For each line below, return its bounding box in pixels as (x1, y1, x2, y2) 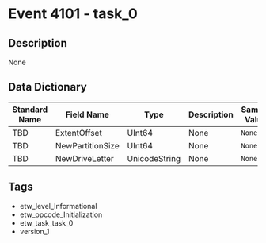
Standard (12, 104, 48, 115)
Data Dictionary (8, 80, 87, 94)
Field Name (65, 109, 109, 120)
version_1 (19, 226, 50, 236)
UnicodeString (127, 152, 181, 164)
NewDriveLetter (55, 152, 115, 164)
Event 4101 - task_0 (8, 5, 139, 23)
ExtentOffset (55, 127, 103, 138)
